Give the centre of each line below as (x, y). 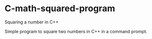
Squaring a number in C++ (32, 22)
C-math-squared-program (60, 9)
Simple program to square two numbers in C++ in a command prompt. (76, 31)
